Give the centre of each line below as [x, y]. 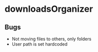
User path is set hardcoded [40, 44]
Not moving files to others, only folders [51, 39]
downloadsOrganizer [49, 9]
